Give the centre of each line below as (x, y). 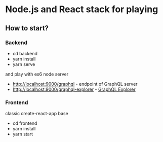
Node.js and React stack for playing (82, 9)
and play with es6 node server (37, 74)
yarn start (23, 134)
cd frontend (25, 123)
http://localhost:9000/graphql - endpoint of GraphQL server (75, 84)
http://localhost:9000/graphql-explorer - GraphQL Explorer (74, 89)
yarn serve (24, 64)
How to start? (27, 28)
